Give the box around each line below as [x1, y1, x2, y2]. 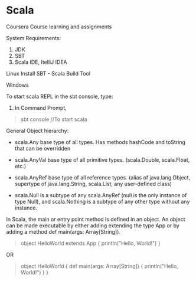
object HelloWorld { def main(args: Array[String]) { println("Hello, [20, 262, 178, 269]
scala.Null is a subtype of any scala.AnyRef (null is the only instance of [14, 191, 187, 198]
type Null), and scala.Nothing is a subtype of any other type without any [14, 198, 190, 205]
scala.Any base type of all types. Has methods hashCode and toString [14, 138, 186, 145]
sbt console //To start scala [20, 116, 87, 123]
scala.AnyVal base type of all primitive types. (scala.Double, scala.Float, [14, 156, 190, 163]
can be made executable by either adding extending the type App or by [6, 222, 180, 229]
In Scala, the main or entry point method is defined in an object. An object [6, 215, 185, 223]
